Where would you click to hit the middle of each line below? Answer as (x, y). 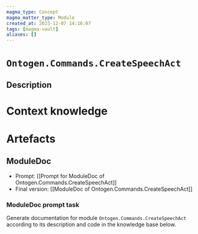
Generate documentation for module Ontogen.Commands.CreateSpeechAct (97, 218)
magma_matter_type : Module (41, 18)
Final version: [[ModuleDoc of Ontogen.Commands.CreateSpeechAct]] (104, 189)
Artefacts (31, 139)
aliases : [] (21, 35)
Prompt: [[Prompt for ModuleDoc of (60, 176)
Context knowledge (57, 111)
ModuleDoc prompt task (43, 205)
